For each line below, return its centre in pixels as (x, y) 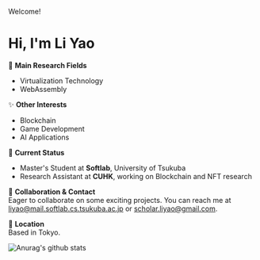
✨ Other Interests (38, 104)
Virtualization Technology (61, 80)
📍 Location (27, 224)
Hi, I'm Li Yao (52, 44)
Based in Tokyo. (34, 232)
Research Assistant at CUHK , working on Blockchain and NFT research (136, 176)
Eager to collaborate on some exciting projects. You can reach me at (120, 200)
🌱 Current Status (36, 152)
